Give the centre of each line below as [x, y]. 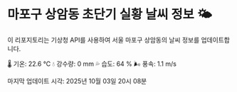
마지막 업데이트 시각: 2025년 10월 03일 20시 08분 [77, 81]
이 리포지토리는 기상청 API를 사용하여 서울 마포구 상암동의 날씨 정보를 [104, 40]
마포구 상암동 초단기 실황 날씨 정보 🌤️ [110, 15]
